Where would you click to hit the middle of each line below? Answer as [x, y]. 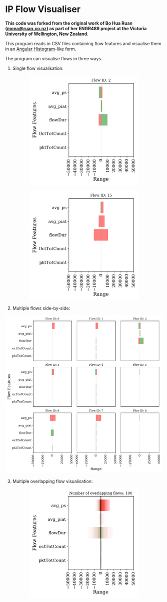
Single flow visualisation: [38, 68]
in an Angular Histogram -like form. [41, 49]
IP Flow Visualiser [43, 9]
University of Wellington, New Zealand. [47, 34]
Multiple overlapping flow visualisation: [52, 481]
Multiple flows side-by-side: [41, 308]
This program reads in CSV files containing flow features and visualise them [83, 43]
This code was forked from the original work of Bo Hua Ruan [69, 23]
